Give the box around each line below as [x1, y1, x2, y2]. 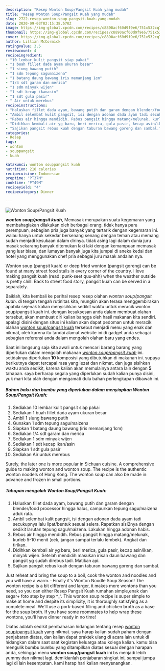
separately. [5, 283, 28, 290]
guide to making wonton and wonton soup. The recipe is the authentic [5, 466, 147, 472]
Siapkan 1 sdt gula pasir [12, 446, 61, 452]
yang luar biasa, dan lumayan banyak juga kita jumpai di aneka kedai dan [5, 248, 153, 254]
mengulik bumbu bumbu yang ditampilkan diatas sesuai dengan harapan [5, 644, 152, 650]
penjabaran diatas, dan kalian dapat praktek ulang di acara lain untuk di [5, 634, 150, 640]
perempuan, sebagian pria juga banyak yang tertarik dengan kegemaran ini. [5, 227, 159, 233]
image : [5, 26, 19, 30]
